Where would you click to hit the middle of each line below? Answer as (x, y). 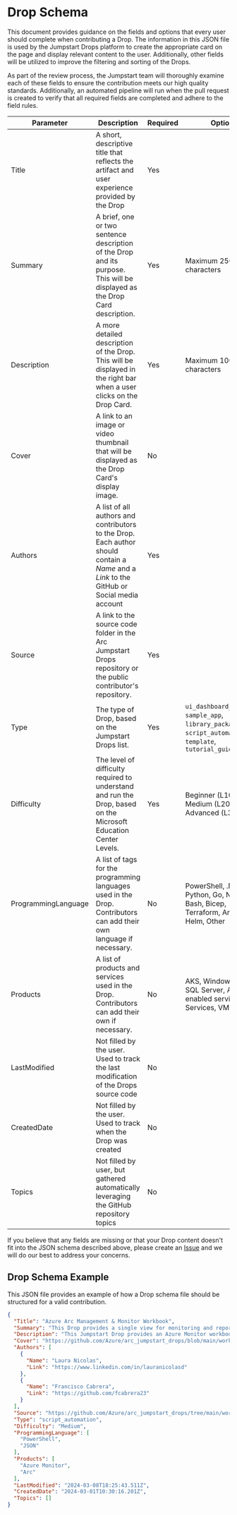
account (109, 604)
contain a (111, 559)
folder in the (116, 633)
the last (108, 1067)
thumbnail (112, 442)
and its (107, 260)
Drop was (111, 1140)
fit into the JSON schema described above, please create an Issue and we (115, 1247)
